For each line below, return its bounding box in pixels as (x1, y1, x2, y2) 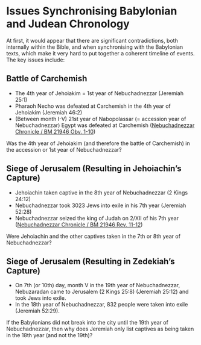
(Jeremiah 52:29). (14, 307, 60, 314)
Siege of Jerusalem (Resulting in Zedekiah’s (6, 256, 175, 266)
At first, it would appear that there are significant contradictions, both (6, 37, 178, 44)
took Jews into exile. (14, 294, 66, 302)
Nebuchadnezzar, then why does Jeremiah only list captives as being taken (6, 325, 194, 332)
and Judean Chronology (6, 17, 130, 31)
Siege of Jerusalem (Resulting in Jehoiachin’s (6, 164, 182, 174)
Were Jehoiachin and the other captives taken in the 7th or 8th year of (6, 232, 181, 240)
